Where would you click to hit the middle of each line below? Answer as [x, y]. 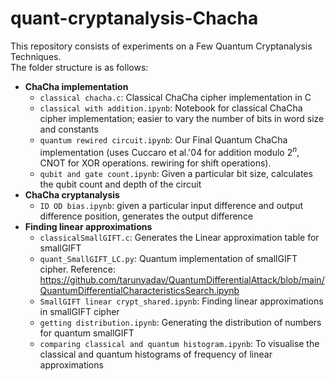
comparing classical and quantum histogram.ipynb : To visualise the [179, 343]
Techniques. [36, 56]
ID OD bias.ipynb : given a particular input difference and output [171, 205]
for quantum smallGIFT [87, 333]
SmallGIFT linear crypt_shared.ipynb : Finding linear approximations [181, 301]
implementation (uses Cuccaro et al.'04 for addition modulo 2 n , [169, 151]
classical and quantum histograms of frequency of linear [156, 354]
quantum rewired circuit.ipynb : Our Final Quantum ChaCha [163, 139]
